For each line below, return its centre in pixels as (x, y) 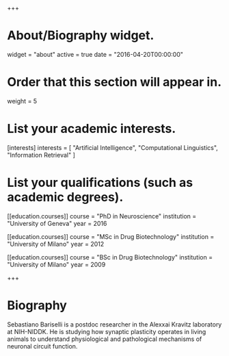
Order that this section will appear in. (114, 82)
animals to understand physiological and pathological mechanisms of (105, 339)
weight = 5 (22, 101)
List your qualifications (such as (100, 183)
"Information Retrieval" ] (41, 155)
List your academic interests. (92, 129)
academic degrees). (65, 197)
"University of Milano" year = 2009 (56, 264)
